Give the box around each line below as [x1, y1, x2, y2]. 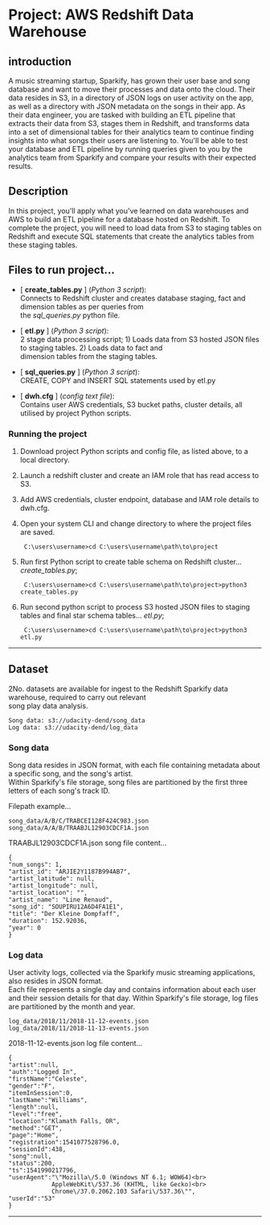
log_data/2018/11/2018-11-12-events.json [8, 1018, 149, 1026]
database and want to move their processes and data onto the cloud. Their [8, 84, 256, 94]
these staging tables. [8, 239, 78, 250]
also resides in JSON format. [8, 976, 104, 986]
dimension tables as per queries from [19, 301, 145, 311]
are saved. [19, 527, 55, 537]
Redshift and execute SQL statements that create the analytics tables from [8, 231, 255, 241]
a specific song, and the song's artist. [8, 769, 133, 778]
